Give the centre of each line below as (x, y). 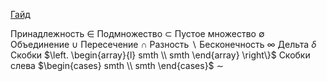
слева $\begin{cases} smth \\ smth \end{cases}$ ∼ (117, 65)
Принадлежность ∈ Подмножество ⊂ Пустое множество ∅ (137, 33)
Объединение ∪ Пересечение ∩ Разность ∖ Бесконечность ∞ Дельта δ (163, 44)
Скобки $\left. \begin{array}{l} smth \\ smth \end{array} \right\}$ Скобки (160, 55)
